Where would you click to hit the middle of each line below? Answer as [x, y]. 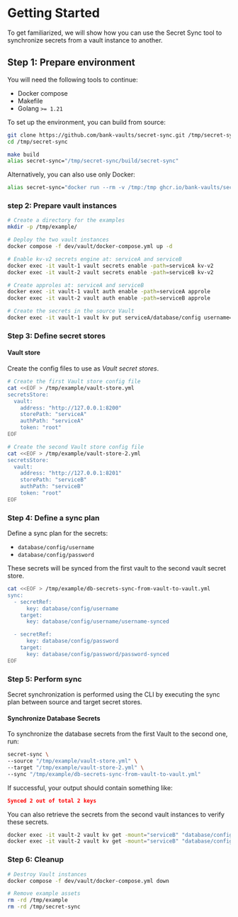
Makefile [30, 101]
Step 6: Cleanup [36, 860]
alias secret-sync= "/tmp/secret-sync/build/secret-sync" [93, 161]
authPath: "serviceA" [52, 421]
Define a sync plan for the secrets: [58, 534]
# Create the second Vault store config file [75, 447]
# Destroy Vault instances [47, 874]
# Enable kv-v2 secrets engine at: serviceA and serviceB [95, 259]
